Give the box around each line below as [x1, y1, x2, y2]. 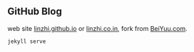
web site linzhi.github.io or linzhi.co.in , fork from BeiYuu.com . [7, 24, 188, 32]
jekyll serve [7, 38, 46, 45]
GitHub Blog [7, 6, 62, 18]
